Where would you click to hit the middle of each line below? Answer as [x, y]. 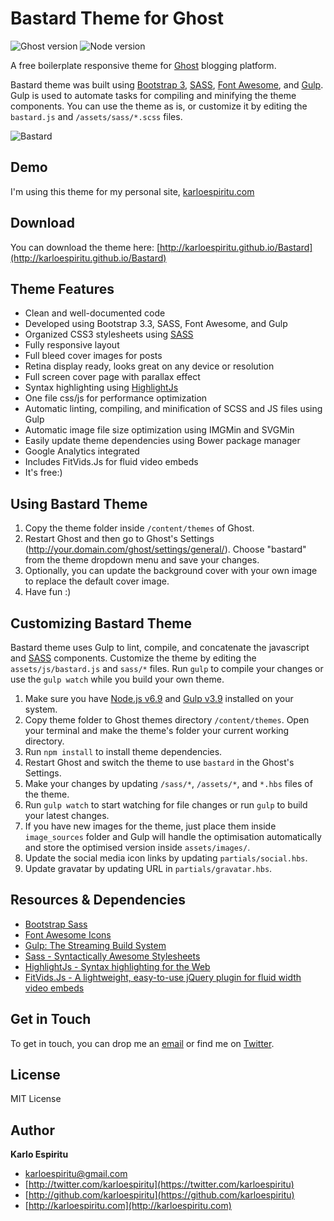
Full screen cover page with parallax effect [112, 377]
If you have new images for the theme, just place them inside [150, 826]
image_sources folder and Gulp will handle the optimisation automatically [173, 836]
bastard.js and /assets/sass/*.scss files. [96, 116]
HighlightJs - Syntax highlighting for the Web [117, 966]
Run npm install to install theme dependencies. [123, 751]
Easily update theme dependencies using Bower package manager [162, 441]
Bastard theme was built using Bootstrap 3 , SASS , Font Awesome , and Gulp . [167, 84]
